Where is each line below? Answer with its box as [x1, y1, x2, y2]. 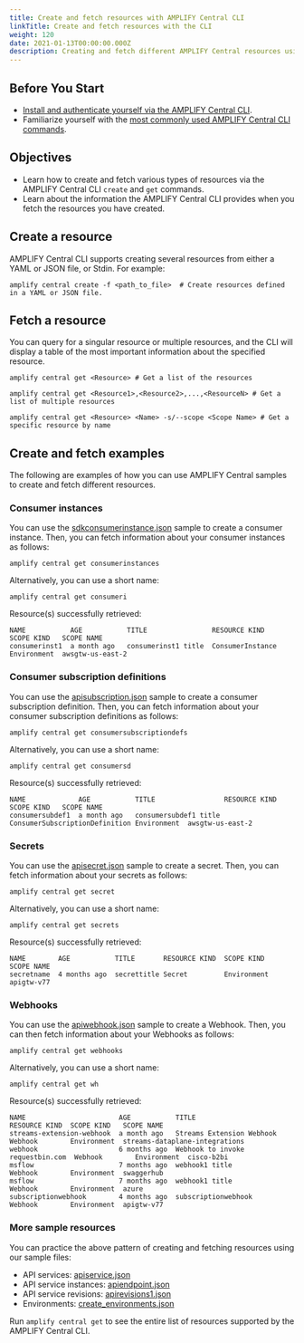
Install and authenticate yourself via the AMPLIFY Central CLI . [22, 104, 252, 115]
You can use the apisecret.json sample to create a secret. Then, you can [9, 860, 279, 871]
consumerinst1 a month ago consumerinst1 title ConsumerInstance [9, 642, 278, 651]
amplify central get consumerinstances [9, 559, 160, 569]
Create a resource [9, 229, 113, 245]
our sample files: [9, 1252, 72, 1262]
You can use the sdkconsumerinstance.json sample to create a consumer [9, 523, 283, 533]
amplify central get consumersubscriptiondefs [9, 728, 188, 737]
